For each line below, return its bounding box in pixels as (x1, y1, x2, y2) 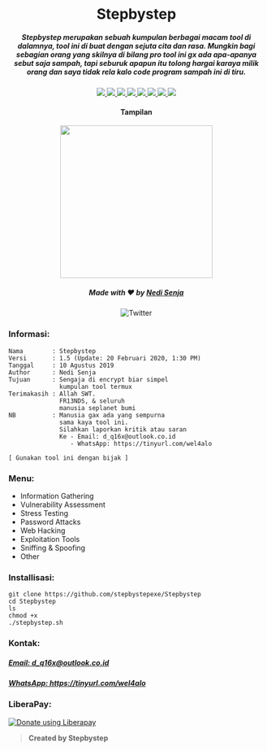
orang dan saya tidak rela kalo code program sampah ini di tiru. (27, 67, 246, 76)
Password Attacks (19, 517, 81, 526)
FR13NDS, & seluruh (59, 396, 126, 405)
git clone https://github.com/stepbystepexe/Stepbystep (8, 591, 201, 599)
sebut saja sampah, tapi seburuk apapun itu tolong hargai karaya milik (13, 58, 260, 68)
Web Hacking (19, 526, 66, 535)
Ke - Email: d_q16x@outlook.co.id (59, 432, 176, 440)
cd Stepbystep (8, 597, 57, 606)
